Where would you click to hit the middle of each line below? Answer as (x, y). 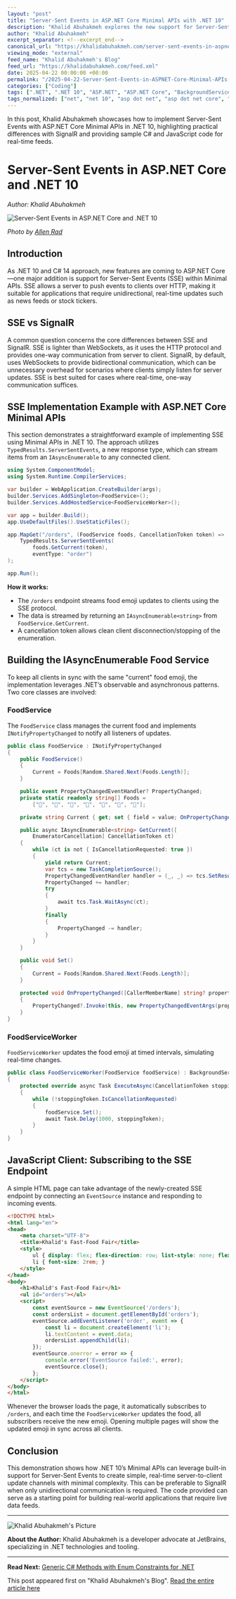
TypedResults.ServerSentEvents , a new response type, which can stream (112, 450)
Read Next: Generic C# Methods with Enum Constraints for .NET (101, 1567)
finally (56, 915)
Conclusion (33, 1451)
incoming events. (32, 1203)
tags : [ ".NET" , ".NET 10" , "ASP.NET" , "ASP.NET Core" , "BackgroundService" (120, 92)
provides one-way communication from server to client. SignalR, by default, (117, 355)
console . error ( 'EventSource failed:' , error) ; (114, 1360)
